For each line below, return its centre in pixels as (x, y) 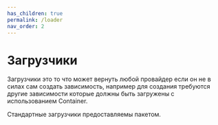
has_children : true (35, 13)
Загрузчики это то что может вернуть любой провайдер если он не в (109, 79)
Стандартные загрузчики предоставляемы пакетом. (84, 115)
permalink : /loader (35, 20)
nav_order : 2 (26, 26)
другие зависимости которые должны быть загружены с (91, 94)
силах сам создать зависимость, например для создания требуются (109, 87)
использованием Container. (47, 101)
